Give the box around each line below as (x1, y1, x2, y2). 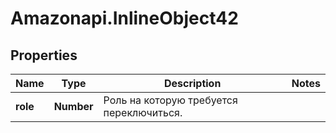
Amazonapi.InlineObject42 (10, 7, 239, 30)
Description (163, 77, 222, 90)
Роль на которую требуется (103, 93, 238, 107)
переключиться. (103, 106, 183, 119)
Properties (10, 47, 78, 64)
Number (53, 100, 94, 113)
